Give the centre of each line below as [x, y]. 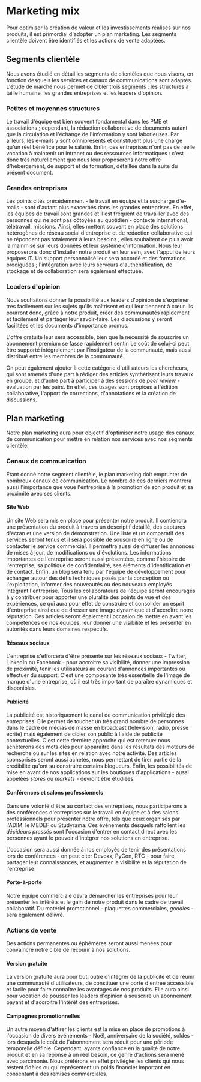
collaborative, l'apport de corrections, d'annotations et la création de [91, 393]
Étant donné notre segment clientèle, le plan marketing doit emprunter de [97, 474]
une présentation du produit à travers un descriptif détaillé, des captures [96, 527]
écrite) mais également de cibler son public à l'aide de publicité [85, 734]
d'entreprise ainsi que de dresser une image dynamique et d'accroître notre [100, 610]
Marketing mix [43, 11]
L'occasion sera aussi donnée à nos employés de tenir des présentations [96, 849]
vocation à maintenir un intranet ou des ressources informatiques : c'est [95, 154]
